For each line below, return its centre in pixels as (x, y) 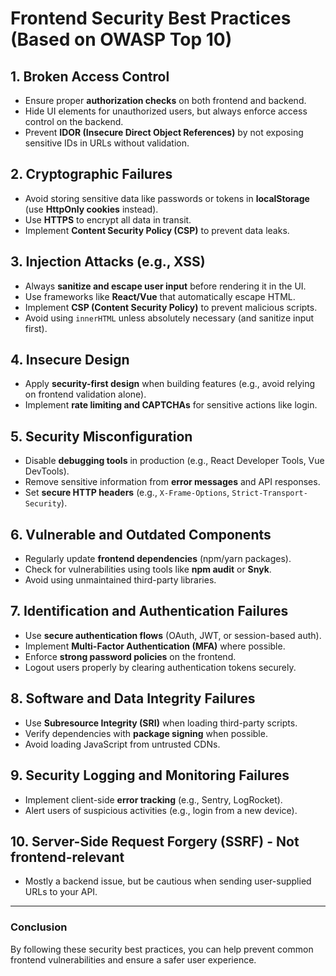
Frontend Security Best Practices (151, 18)
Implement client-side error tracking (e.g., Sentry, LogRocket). (153, 799)
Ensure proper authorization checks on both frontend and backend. (165, 100)
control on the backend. (74, 121)
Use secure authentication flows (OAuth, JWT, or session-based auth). (173, 635)
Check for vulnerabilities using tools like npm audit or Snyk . (148, 569)
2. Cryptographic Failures (91, 174)
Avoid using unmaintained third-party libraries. (120, 580)
